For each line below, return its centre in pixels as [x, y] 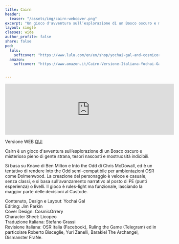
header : [13, 14]
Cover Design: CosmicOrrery [34, 212]
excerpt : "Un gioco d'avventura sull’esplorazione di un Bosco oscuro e [81, 23]
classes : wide [20, 32]
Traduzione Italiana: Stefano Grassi [40, 222]
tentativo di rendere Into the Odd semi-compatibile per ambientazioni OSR [80, 171]
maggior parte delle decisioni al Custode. [46, 192]
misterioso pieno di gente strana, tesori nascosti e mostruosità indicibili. [77, 156]
